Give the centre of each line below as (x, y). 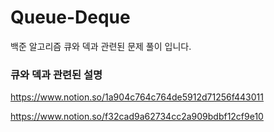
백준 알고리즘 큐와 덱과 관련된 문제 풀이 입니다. (101, 46)
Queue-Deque (70, 17)
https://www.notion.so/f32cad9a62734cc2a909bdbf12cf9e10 (137, 117)
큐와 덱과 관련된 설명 (56, 74)
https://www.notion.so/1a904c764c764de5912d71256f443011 (137, 97)
